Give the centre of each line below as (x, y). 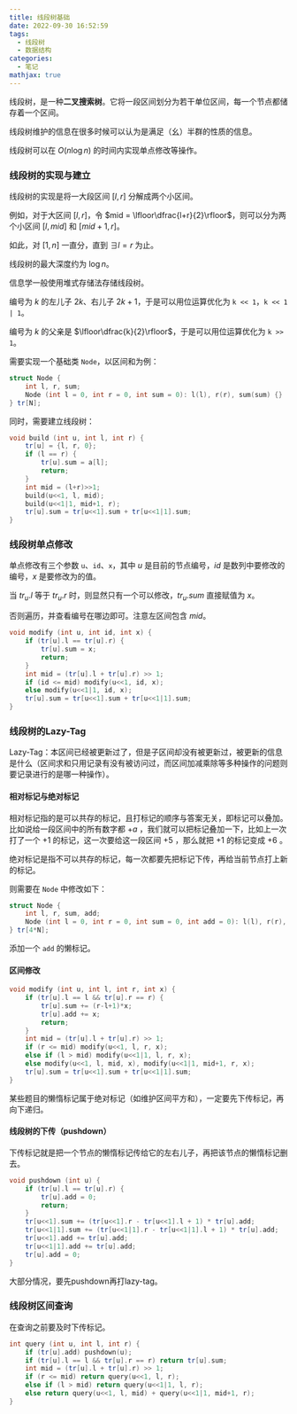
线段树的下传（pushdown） (60, 1131)
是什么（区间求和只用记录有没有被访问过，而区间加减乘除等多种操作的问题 (145, 763)
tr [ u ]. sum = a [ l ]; (75, 463)
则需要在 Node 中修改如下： (58, 888)
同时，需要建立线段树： (52, 421)
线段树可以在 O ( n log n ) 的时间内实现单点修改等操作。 (106, 150)
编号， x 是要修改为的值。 (55, 576)
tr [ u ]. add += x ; (71, 1014)
